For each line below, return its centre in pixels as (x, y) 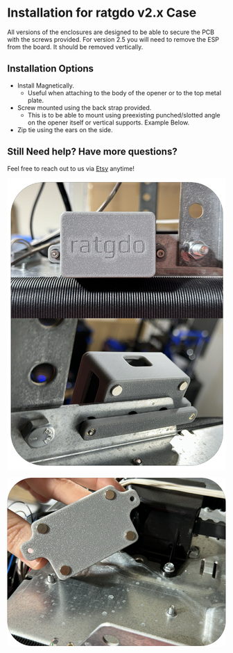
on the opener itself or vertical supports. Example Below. (109, 122)
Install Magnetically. (46, 86)
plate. (36, 100)
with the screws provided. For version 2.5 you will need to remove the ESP (113, 39)
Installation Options (51, 68)
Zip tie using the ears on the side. (65, 129)
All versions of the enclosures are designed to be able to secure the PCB (111, 32)
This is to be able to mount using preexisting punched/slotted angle (124, 115)
